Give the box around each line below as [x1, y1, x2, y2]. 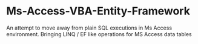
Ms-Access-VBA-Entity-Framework [6, 4, 191, 18]
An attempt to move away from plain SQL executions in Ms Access [6, 24, 173, 31]
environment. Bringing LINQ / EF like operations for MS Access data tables [6, 30, 192, 37]
